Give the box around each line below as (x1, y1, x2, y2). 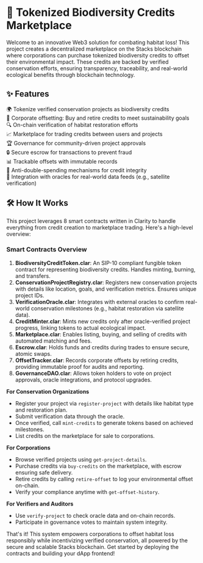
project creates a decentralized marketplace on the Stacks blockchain (6, 45, 182, 53)
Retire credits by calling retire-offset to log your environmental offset (15, 475, 193, 482)
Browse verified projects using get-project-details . (15, 456, 148, 463)
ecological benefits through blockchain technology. (6, 71, 135, 78)
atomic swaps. (15, 350, 52, 357)
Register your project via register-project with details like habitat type (15, 399, 194, 407)
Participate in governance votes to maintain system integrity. (15, 518, 168, 526)
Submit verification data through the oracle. (15, 412, 125, 420)
